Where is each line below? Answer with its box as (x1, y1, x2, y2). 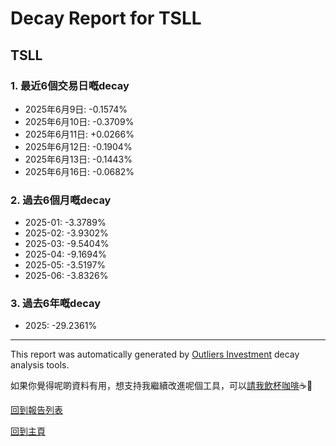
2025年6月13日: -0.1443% (24, 153, 133, 165)
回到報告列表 (10, 404, 63, 416)
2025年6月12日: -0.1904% (24, 140, 133, 152)
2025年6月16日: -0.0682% (24, 165, 135, 177)
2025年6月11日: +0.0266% (24, 128, 135, 140)
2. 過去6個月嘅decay (10, 193, 112, 207)
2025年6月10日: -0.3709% (24, 115, 135, 127)
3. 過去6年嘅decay (10, 297, 102, 311)
